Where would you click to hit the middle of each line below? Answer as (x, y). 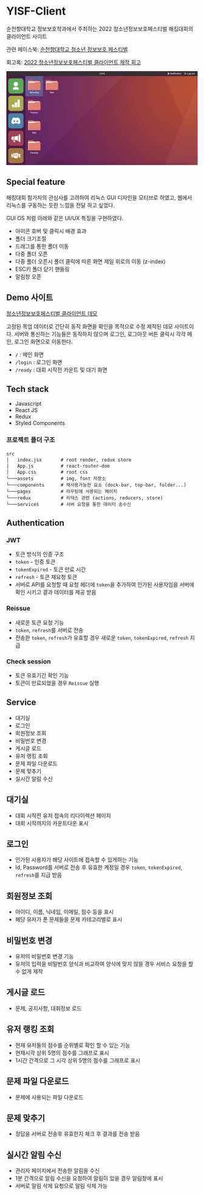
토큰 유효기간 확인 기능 (42, 676)
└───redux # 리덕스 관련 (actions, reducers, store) (85, 498)
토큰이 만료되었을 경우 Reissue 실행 (57, 683)
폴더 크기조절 (31, 238)
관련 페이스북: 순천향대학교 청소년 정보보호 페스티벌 (67, 49)
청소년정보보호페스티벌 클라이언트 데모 (52, 313)
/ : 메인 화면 (29, 355)
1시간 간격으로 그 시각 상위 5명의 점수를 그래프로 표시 (78, 1060)
